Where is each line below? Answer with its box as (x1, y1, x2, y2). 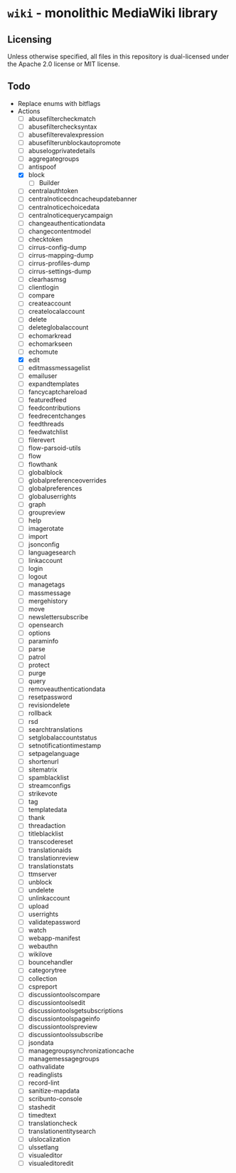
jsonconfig (28, 540, 60, 549)
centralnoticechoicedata (28, 203, 100, 211)
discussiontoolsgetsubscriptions (28, 1006, 124, 1015)
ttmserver (28, 870, 58, 878)
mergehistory (28, 596, 68, 605)
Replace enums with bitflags (17, 99, 101, 107)
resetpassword (28, 693, 73, 702)
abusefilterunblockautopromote (28, 139, 121, 147)
